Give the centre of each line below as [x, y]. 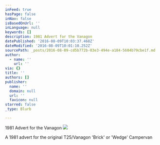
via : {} [13, 69]
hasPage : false [20, 14]
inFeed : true [18, 9]
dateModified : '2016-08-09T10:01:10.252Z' [49, 46]
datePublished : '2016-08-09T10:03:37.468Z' [50, 41]
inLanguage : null [23, 28]
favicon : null [24, 100]
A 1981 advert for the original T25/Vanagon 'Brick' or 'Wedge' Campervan [79, 137]
